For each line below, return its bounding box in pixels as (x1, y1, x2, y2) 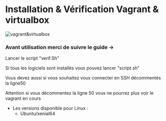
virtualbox (5, 14, 50, 26)
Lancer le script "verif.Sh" (5, 55, 59, 61)
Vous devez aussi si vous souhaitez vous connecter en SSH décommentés (5, 75, 161, 81)
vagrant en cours (5, 95, 41, 102)
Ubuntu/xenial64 (20, 110, 55, 117)
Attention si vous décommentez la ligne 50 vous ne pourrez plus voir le (5, 90, 154, 96)
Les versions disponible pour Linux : (12, 105, 88, 111)
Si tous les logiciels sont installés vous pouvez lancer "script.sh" (5, 65, 140, 71)
